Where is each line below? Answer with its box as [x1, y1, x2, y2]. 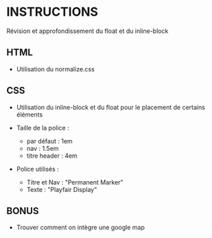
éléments [16, 110, 43, 119]
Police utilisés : [16, 165, 59, 173]
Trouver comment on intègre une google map [16, 224, 145, 232]
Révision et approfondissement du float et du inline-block [6, 27, 169, 35]
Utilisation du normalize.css [16, 64, 95, 73]
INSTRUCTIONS [6, 4, 99, 20]
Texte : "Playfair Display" [26, 185, 97, 193]
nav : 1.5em [26, 144, 59, 152]
